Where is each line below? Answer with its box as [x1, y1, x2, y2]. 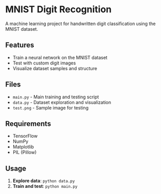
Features [5, 41, 34, 50]
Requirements [5, 119, 51, 128]
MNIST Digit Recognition [5, 4, 112, 15]
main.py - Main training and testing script [12, 94, 99, 100]
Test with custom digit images [12, 60, 76, 66]
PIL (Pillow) [12, 149, 37, 156]
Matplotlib [12, 144, 34, 150]
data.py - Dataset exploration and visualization [12, 99, 111, 105]
